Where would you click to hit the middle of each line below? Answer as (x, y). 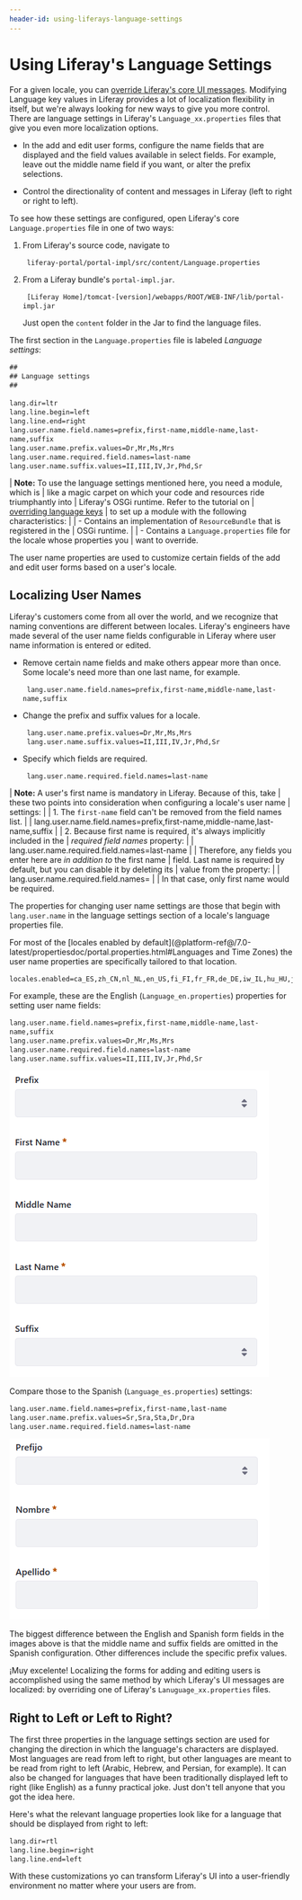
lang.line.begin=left (50, 412)
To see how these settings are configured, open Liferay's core (124, 218)
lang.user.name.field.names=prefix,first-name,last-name (118, 1409)
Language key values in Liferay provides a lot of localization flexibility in (142, 99)
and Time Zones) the (254, 952)
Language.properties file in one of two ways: (92, 227)
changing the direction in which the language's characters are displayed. (144, 1749)
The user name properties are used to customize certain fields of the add (145, 557)
